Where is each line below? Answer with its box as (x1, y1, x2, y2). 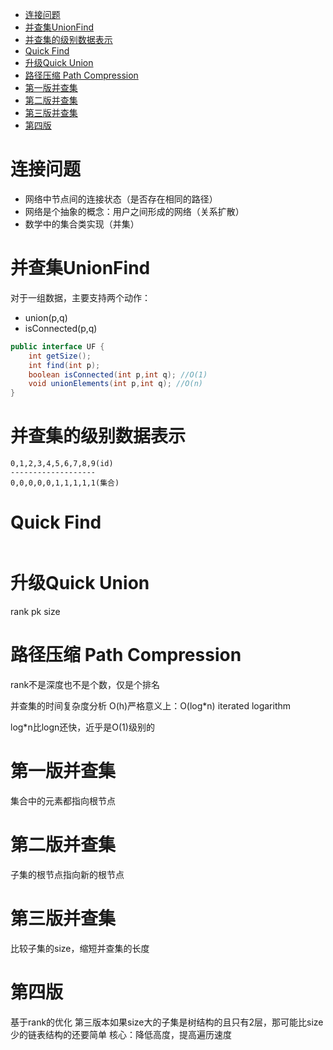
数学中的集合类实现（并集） (24, 218, 140, 230)
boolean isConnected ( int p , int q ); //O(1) (28, 369, 208, 380)
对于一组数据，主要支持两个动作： (10, 291, 151, 303)
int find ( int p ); (28, 360, 101, 370)
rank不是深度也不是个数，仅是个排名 (10, 678, 161, 690)
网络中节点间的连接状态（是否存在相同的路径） (24, 193, 218, 205)
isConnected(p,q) (24, 322, 98, 334)
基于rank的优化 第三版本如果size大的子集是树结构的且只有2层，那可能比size (10, 1016, 324, 1028)
